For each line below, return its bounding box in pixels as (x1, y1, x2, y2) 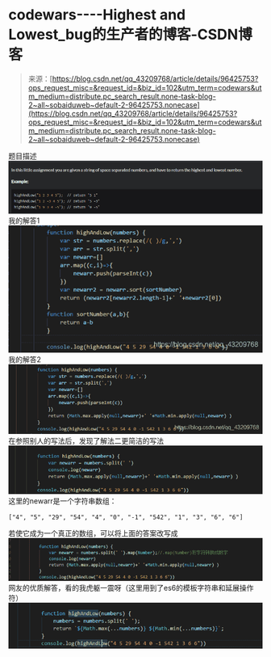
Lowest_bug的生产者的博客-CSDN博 (8, 26, 252, 44)
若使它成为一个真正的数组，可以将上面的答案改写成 (8, 529, 178, 538)
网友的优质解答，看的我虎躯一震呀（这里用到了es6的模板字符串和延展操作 (8, 583, 254, 593)
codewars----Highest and (8, 6, 186, 24)
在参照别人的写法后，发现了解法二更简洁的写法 (8, 436, 164, 445)
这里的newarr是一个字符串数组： (8, 496, 117, 506)
